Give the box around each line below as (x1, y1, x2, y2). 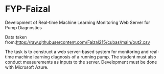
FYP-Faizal (5, 3, 50, 15)
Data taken (5, 34, 27, 40)
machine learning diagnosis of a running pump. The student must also (15, 54, 157, 59)
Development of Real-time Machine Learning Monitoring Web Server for (5, 19, 150, 25)
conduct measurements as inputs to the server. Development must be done (5, 59, 158, 65)
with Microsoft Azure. (5, 64, 49, 70)
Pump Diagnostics (5, 24, 42, 30)
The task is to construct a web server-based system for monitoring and (5, 49, 149, 55)
